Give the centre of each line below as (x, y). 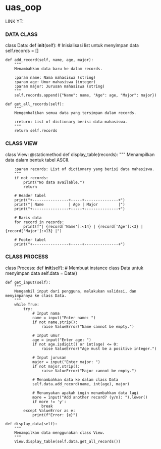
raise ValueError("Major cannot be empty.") (89, 371)
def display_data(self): (31, 424)
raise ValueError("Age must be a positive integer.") (99, 348)
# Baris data (28, 218)
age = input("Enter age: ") (62, 340)
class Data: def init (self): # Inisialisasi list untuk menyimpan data (72, 45)
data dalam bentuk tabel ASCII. (37, 160)
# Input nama (46, 313)
